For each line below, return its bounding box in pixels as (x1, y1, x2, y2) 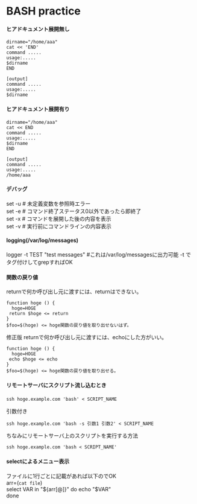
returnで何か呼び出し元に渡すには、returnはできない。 (6, 288, 142, 295)
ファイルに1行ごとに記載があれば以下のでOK (6, 472, 116, 479)
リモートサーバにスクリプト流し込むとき (6, 381, 107, 389)
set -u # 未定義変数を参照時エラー (6, 200, 91, 207)
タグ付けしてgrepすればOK (6, 258, 73, 266)
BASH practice (6, 4, 81, 18)
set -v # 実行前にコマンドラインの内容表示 (6, 222, 112, 230)
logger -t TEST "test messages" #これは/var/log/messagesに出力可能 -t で (6, 251, 192, 258)
